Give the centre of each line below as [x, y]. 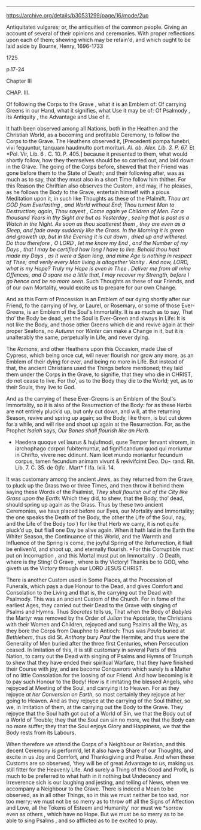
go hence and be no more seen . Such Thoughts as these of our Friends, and [100, 281]
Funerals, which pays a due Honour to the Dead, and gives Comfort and [95, 586]
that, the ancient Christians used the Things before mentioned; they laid [95, 368]
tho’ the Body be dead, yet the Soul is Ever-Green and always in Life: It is [96, 318]
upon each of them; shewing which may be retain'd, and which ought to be [99, 40]
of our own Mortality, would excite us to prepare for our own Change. [92, 287]
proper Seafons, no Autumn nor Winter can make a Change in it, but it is [95, 331]
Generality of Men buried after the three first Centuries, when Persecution [97, 643]
